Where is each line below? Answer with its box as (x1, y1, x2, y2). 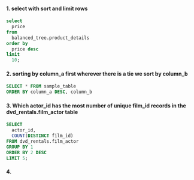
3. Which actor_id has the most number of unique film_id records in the (6, 102, 187, 109)
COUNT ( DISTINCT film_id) (11, 133, 74, 139)
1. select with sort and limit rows (6, 5, 88, 12)
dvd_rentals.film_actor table (6, 108, 78, 115)
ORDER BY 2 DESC (6, 149, 47, 155)
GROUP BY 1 (6, 144, 34, 150)
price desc (11, 46, 39, 52)
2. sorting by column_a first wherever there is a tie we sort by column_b (6, 70, 188, 77)
